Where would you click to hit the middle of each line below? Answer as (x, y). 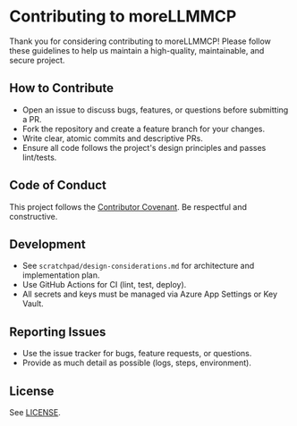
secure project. (37, 60)
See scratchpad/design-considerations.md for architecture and (138, 266)
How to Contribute (62, 88)
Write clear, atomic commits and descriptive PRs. (112, 138)
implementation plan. (61, 275)
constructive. (34, 216)
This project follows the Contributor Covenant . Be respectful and (128, 206)
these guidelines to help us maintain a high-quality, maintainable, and (137, 50)
